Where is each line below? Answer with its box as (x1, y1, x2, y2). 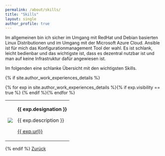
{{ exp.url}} (17, 128, 43, 135)
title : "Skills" (5, 12, 39, 17)
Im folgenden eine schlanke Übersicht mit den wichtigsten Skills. (5, 65, 137, 71)
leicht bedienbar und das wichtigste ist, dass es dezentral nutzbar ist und (5, 51, 155, 56)
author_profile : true (5, 21, 50, 26)
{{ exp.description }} (17, 117, 64, 124)
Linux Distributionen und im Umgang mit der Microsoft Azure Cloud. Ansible (5, 40, 160, 46)
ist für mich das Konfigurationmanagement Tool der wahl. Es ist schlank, (5, 45, 153, 51)
